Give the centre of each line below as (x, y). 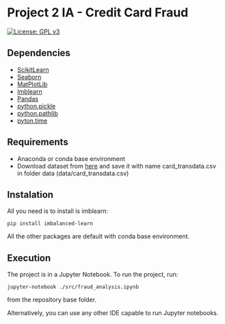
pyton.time (32, 121)
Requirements (38, 142)
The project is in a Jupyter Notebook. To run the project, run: (93, 275)
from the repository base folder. (52, 300)
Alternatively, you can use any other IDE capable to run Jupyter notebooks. (113, 313)
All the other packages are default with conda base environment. (98, 236)
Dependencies (39, 53)
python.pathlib (37, 113)
